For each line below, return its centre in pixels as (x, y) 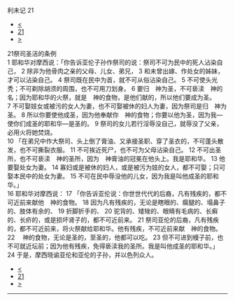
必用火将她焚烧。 (32, 132)
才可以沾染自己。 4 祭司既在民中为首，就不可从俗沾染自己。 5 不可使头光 (113, 80)
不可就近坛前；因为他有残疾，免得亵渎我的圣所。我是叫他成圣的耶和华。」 (113, 246)
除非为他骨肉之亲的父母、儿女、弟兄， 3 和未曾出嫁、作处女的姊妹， (125, 71)
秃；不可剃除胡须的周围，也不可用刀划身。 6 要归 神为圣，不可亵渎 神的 (115, 89)
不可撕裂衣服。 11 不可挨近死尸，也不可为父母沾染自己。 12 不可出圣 (123, 150)
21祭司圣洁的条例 (32, 54)
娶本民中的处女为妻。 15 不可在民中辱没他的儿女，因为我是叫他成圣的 (107, 176)
